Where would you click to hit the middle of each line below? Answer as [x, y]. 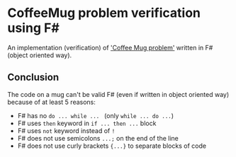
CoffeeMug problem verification [104, 13]
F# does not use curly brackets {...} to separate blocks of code [112, 146]
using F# [34, 28]
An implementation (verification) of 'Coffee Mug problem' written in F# [110, 47]
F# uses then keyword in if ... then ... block [87, 123]
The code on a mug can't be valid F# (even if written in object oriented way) [118, 94]
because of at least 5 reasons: [51, 102]
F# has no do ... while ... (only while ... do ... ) [96, 115]
